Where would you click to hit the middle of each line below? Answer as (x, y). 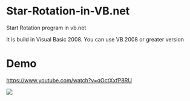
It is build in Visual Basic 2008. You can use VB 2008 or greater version (95, 39)
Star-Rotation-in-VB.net (68, 11)
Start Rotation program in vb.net (46, 28)
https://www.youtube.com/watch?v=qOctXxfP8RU (69, 80)
